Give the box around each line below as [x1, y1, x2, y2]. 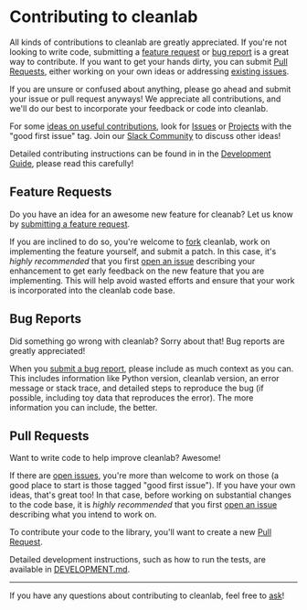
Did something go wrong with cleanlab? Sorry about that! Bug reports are [9, 336, 285, 347]
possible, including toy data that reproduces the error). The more [9, 391, 254, 403]
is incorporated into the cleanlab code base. [9, 284, 175, 295]
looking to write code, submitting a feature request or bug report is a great [9, 46, 290, 57]
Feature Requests [9, 185, 112, 200]
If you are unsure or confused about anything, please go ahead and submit [9, 83, 291, 94]
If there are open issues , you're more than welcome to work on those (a [9, 470, 279, 481]
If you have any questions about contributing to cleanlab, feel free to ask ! [9, 590, 285, 601]
